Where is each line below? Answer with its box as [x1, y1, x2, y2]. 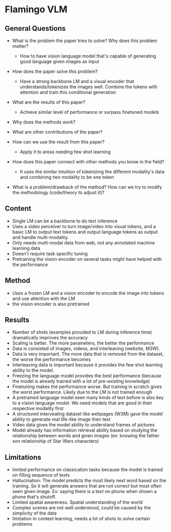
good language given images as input [19, 58, 99, 65]
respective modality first [12, 405, 64, 412]
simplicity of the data [12, 510, 57, 516]
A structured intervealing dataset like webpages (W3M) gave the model [12, 411, 163, 417]
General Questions [5, 24, 66, 33]
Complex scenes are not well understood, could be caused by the [12, 505, 152, 511]
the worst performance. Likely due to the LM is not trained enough [12, 389, 153, 395]
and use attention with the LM [12, 295, 75, 301]
